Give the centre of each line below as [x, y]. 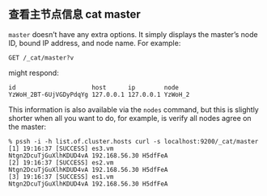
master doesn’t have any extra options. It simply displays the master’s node [133, 34]
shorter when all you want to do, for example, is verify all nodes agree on [130, 118]
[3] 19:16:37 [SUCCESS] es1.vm [61, 177]
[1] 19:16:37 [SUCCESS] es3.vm [61, 148]
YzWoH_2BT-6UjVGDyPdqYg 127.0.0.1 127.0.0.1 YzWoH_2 [99, 94]
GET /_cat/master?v [41, 58]
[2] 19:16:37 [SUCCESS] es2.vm [61, 163]
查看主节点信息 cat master [75, 15]
